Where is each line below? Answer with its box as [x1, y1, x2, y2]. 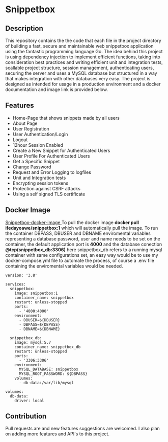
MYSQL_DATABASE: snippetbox [18, 367, 79, 372]
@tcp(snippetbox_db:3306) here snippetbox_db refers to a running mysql [5, 247, 162, 253]
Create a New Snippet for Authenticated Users [12, 147, 110, 153]
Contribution [5, 412, 47, 421]
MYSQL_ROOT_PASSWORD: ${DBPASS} [18, 371, 88, 377]
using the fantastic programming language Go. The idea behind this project [5, 49, 163, 54]
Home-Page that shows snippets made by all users [12, 115, 120, 121]
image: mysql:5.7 [14, 340, 51, 345]
